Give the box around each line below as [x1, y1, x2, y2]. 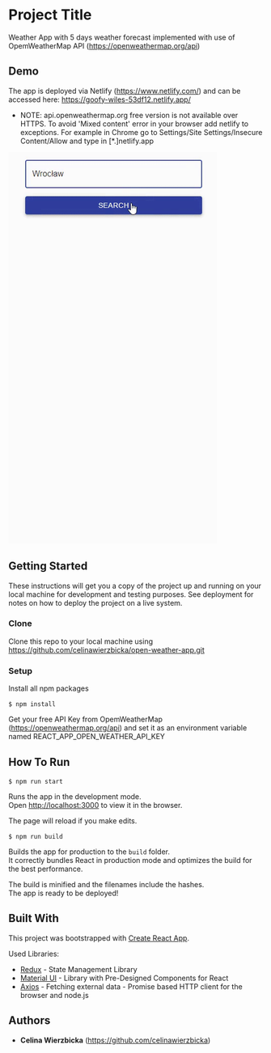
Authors [8, 1013, 51, 1028]
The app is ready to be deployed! [8, 888, 119, 898]
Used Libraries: [8, 949, 59, 958]
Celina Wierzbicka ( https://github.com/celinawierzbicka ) [19, 1035, 211, 1045]
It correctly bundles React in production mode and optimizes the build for [8, 855, 252, 865]
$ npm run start [8, 777, 63, 785]
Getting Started [8, 560, 88, 573]
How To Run [8, 755, 70, 769]
